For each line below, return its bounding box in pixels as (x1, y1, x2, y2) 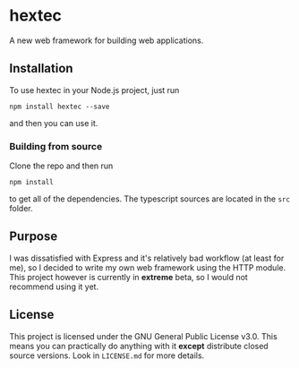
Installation (9, 61, 73, 76)
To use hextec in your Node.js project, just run (9, 84, 180, 95)
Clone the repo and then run (9, 160, 114, 171)
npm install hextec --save (9, 102, 110, 111)
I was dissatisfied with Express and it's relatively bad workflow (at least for (9, 252, 285, 263)
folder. (9, 203, 33, 214)
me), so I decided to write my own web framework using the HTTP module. (9, 261, 286, 273)
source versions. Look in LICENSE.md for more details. (9, 350, 205, 361)
